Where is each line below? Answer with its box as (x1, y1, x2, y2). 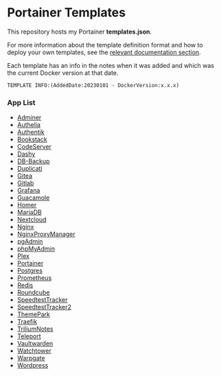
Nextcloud (16, 215, 47, 224)
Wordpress (16, 362, 49, 370)
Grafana (16, 187, 40, 195)
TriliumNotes (16, 325, 54, 333)
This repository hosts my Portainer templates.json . (7, 27, 152, 36)
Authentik (16, 128, 45, 137)
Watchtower (16, 346, 51, 355)
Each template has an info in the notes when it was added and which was (7, 61, 215, 69)
